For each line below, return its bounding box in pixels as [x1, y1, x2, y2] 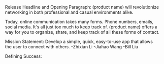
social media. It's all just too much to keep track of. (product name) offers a [5, 24, 158, 30]
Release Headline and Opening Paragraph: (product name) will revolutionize [5, 4, 159, 10]
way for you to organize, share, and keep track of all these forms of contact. [5, 29, 160, 35]
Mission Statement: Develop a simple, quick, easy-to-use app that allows [5, 39, 153, 44]
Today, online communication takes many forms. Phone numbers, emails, [5, 19, 154, 24]
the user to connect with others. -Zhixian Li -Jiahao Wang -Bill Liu [5, 44, 138, 49]
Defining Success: [5, 53, 42, 59]
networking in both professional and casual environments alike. [5, 9, 133, 15]
